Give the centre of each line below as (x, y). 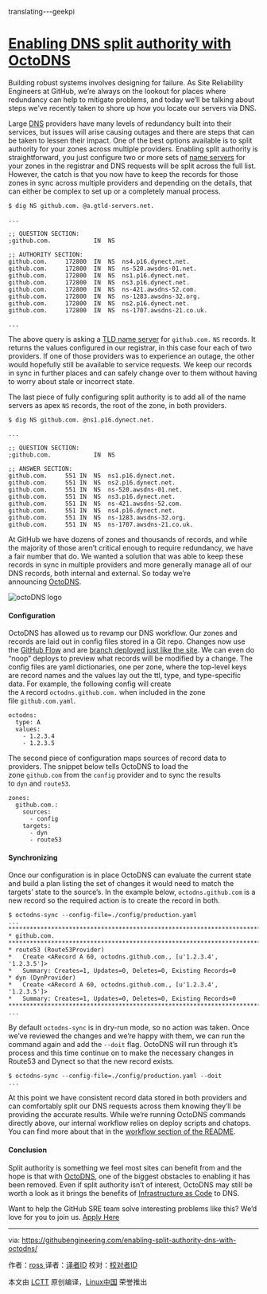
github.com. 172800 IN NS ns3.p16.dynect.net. (99, 282)
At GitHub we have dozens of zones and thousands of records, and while (128, 539)
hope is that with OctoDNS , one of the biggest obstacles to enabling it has (129, 1176)
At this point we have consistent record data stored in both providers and (128, 1098)
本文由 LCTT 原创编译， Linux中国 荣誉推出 (78, 1281)
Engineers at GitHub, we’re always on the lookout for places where (117, 91)
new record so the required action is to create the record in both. (114, 900)
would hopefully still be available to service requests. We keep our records (130, 364)
